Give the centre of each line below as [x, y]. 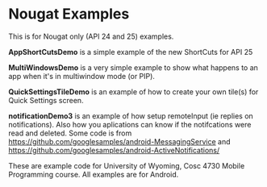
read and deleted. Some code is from [70, 133]
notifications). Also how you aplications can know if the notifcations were [130, 124]
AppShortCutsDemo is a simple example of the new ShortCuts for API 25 [131, 52]
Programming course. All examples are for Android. [94, 174]
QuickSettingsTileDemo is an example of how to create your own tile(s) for [133, 91]
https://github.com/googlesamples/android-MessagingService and [120, 141]
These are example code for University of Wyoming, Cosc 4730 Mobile [127, 165]
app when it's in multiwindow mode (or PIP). [82, 76]
